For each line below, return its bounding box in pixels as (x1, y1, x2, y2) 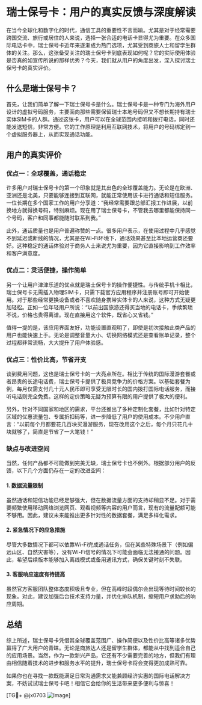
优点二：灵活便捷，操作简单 (6, 266, 87, 274)
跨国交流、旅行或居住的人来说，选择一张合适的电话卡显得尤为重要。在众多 (6, 34, 191, 41)
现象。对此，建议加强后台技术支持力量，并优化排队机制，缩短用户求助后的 (6, 593, 191, 600)
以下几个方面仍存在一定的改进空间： (16, 467, 106, 474)
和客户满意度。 (6, 250, 43, 257)
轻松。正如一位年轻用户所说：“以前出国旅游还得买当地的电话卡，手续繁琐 (11, 303, 194, 310)
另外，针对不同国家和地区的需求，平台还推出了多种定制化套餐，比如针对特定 (6, 405, 196, 413)
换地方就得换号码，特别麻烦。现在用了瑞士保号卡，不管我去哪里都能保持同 (6, 207, 191, 214)
